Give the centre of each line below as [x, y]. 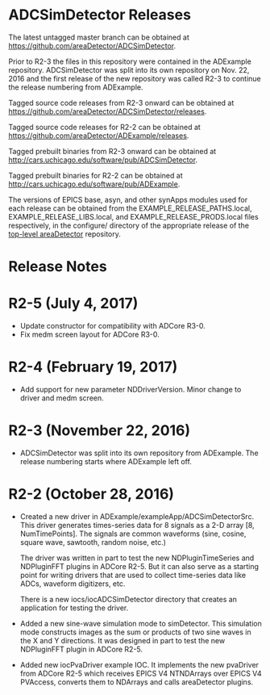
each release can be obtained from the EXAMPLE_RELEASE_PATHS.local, [130, 208]
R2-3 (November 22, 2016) [100, 431]
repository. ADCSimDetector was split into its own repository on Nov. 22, [129, 69]
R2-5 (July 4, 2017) [73, 304]
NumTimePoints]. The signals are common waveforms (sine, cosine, [133, 534]
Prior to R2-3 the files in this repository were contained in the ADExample [130, 61]
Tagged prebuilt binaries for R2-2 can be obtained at [96, 175]
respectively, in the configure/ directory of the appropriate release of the [129, 225]
